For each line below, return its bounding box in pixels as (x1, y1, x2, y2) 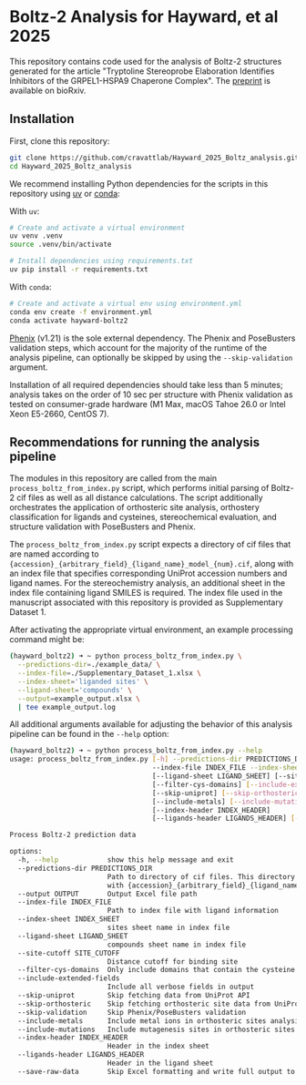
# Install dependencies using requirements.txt (9, 257, 194, 266)
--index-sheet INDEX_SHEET (17, 915, 120, 924)
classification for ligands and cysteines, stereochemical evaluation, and (9, 512, 278, 523)
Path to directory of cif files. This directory (107, 872, 296, 881)
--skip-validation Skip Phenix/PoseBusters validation (17, 1008, 247, 1017)
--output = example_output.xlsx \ (17, 694, 141, 703)
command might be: (9, 634, 85, 645)
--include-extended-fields (17, 974, 120, 983)
